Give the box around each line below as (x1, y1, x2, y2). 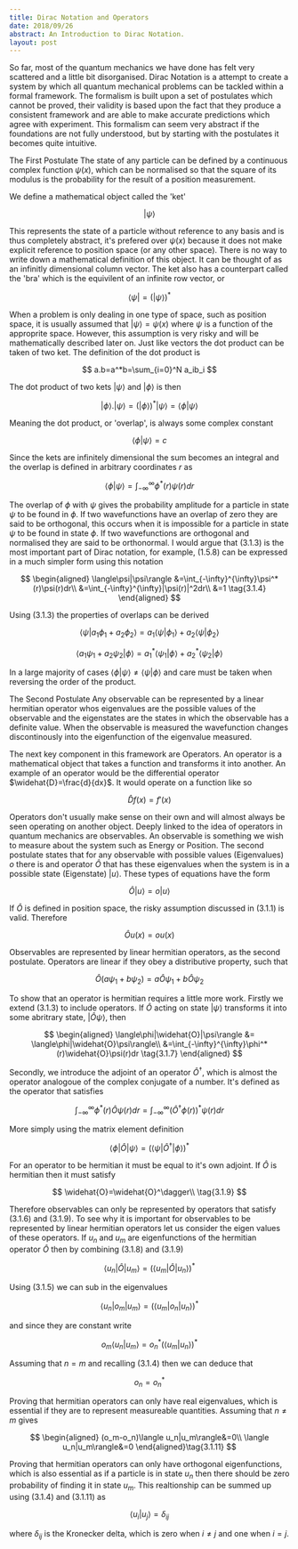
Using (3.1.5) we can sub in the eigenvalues (9, 1282, 168, 1293)
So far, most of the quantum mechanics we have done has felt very (9, 62, 255, 73)
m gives (9, 1415, 38, 1425)
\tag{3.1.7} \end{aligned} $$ (141, 1048, 243, 1059)
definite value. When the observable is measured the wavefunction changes (9, 722, 289, 733)
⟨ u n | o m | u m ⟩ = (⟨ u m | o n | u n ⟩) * (100, 1299, 199, 1313)
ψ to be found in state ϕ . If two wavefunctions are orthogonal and (9, 528, 250, 539)
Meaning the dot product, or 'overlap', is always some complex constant (9, 418, 274, 428)
